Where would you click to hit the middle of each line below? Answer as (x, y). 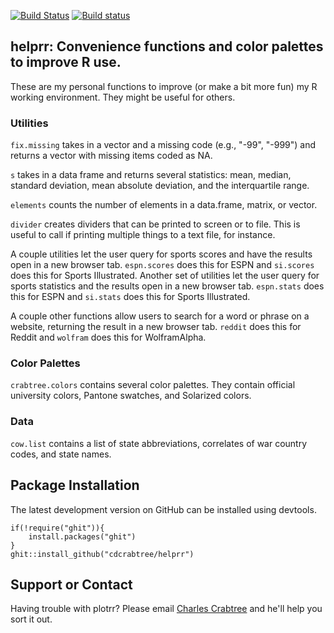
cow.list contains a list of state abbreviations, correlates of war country (159, 443)
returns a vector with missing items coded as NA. (111, 156)
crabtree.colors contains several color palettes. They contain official (153, 385)
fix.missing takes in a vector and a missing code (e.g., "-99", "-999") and (163, 145)
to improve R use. (66, 62)
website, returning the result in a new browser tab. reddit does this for (156, 327)
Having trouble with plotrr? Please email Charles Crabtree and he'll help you (166, 609)
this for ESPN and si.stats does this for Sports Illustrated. (130, 297)
